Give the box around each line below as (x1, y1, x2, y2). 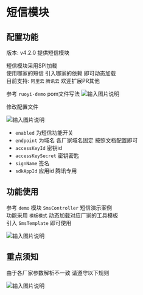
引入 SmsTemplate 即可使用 (6, 219, 72, 226)
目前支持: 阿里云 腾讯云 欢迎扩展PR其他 (6, 77, 100, 84)
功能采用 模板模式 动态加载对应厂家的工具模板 (6, 211, 119, 219)
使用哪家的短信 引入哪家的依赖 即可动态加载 (6, 69, 116, 77)
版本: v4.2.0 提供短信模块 (6, 49, 70, 56)
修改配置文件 (6, 103, 38, 110)
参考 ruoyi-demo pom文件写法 (6, 90, 80, 98)
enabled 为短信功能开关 (15, 129, 74, 136)
